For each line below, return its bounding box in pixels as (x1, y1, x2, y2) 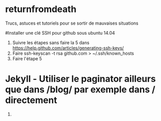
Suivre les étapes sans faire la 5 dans (12, 39, 89, 46)
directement (5, 94, 57, 106)
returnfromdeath (5, 4, 76, 15)
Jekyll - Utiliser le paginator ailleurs (5, 73, 156, 85)
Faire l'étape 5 (12, 55, 42, 61)
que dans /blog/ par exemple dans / (5, 84, 155, 95)
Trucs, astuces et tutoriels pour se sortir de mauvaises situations (5, 20, 138, 26)
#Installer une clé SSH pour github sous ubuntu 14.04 (5, 30, 115, 36)
